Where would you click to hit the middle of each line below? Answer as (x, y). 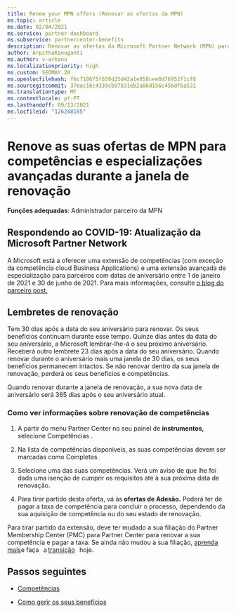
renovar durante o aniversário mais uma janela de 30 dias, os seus (103, 359)
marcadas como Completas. (58, 457)
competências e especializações (105, 161)
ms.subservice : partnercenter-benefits (66, 40)
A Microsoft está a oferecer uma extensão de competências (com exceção (115, 260)
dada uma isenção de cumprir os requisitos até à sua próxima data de (118, 478)
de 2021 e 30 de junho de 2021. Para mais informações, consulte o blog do (116, 283)
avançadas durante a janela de (98, 176)
